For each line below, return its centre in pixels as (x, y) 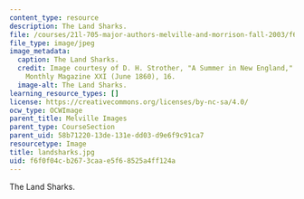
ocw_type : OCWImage (46, 110)
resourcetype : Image (48, 144)
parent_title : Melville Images (68, 118)
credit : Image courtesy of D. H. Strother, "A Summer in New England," (156, 69)
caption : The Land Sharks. (68, 60)
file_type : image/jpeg (52, 43)
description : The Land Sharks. (68, 26)
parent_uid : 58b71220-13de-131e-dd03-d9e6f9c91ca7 (107, 136)
